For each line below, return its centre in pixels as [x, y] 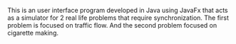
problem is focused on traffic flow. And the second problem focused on [112, 25]
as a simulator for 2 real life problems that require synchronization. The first [118, 18]
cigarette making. [33, 33]
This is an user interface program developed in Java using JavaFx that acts [118, 10]
